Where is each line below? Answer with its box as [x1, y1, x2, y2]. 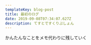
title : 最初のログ [5, 12, 39, 17]
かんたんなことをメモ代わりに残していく [5, 35, 87, 41]
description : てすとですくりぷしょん [5, 21, 74, 26]
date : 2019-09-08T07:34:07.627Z [5, 16, 71, 21]
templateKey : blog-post [5, 7, 54, 12]
